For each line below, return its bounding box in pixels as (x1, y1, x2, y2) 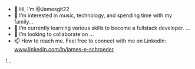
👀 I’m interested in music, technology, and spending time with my (14, 12, 172, 19)
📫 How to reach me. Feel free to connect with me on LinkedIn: (14, 37, 166, 44)
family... (14, 18, 34, 25)
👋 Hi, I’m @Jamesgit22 (14, 6, 70, 12)
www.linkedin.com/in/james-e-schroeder (14, 46, 114, 52)
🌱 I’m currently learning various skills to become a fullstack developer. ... (14, 24, 190, 31)
